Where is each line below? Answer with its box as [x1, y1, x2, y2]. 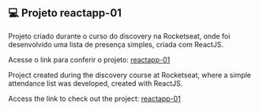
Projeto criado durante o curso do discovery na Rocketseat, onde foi [8, 31, 231, 41]
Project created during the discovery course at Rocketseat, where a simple [8, 70, 251, 80]
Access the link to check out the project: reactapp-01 [8, 94, 182, 103]
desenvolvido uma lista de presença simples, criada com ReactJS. [8, 39, 223, 49]
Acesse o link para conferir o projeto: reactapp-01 [8, 54, 171, 65]
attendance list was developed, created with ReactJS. [8, 78, 183, 88]
